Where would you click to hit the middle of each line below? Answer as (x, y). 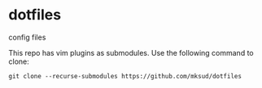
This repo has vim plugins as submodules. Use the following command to (131, 52)
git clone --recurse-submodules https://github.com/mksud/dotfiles (125, 76)
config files (27, 37)
